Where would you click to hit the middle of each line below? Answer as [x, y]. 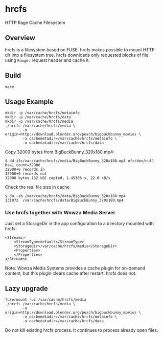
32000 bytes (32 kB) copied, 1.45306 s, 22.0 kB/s [58, 178]
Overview [20, 38]
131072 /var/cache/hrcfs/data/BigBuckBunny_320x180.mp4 [64, 201]
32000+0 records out [26, 174]
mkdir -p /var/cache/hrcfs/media [39, 122]
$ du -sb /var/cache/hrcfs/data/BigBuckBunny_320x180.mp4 [65, 196]
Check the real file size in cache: [38, 187]
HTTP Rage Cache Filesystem [35, 23]
